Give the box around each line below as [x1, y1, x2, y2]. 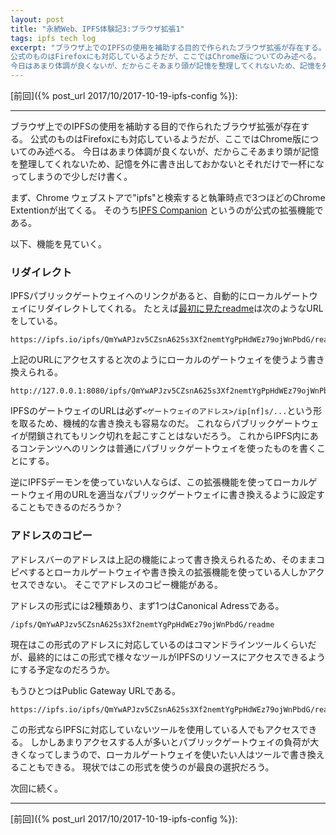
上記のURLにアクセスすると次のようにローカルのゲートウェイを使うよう [10, 354, 308, 366]
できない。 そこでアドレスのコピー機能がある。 [27, 578, 223, 590]
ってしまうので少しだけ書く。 [10, 171, 133, 182]
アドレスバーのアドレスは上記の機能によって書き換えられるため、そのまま [10, 553, 317, 565]
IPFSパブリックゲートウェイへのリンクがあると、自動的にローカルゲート [10, 290, 310, 302]
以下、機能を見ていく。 [10, 238, 107, 250]
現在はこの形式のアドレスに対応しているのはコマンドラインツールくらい [10, 638, 308, 650]
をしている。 [10, 315, 63, 327]
